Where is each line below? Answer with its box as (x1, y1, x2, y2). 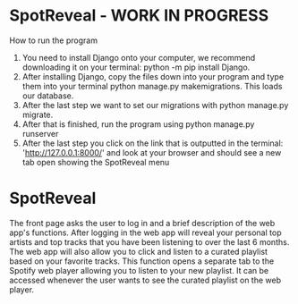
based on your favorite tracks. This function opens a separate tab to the (9, 256, 275, 266)
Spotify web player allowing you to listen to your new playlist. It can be (9, 265, 269, 275)
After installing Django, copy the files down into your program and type (21, 71, 285, 81)
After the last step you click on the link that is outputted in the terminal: (21, 138, 284, 148)
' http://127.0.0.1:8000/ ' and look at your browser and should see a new (21, 147, 282, 157)
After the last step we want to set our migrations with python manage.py (21, 99, 289, 110)
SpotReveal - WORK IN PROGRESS (9, 5, 269, 26)
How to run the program (9, 35, 98, 46)
